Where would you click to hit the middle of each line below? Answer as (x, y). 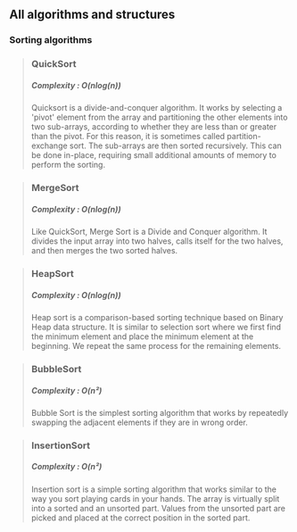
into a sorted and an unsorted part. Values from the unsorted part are (158, 508)
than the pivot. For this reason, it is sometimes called (128, 137)
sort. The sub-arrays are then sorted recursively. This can (176, 145)
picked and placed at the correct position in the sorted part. (140, 518)
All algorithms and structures (92, 15)
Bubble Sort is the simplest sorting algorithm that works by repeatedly (160, 412)
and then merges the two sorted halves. (104, 251)
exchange (49, 145)
